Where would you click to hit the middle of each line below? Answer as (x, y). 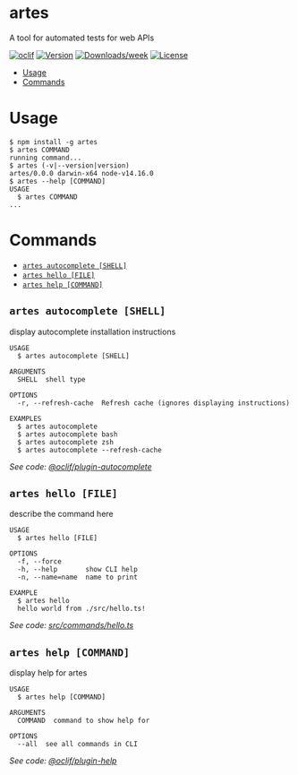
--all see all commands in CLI (78, 745)
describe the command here (61, 514)
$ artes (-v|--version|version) (69, 165)
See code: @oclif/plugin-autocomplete (81, 466)
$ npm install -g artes (54, 142)
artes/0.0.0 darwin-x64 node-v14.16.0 (81, 173)
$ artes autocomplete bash (68, 434)
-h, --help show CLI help (78, 570)
